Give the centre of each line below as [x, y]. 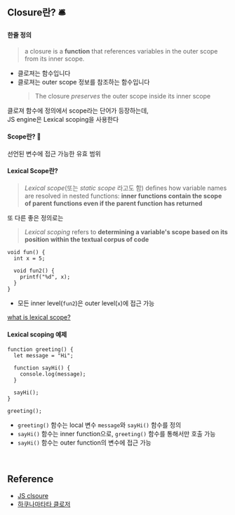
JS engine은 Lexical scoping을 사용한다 [63, 119]
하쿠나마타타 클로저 [44, 504]
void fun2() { [34, 271]
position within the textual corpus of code [87, 239]
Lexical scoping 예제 [37, 334]
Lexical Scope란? [33, 171]
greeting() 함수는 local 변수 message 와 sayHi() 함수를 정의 [99, 425]
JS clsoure [33, 496]
